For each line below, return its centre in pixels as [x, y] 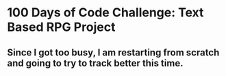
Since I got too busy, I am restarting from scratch [113, 52]
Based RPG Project [61, 27]
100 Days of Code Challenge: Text [105, 13]
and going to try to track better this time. [95, 63]
